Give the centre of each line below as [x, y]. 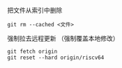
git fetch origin [32, 51]
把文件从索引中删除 [35, 10]
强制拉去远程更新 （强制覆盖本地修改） [63, 38]
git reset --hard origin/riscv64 [56, 58]
